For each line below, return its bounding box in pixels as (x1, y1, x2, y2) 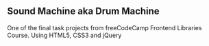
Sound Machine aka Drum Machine (7, 5, 160, 17)
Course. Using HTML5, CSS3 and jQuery (7, 31, 122, 39)
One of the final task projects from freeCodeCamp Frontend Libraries (7, 23, 202, 32)
